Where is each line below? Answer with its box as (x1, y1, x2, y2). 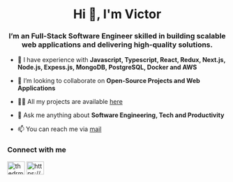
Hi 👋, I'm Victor (73, 6, 162, 22)
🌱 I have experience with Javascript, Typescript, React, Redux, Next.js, (17, 56, 226, 64)
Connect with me (7, 145, 66, 155)
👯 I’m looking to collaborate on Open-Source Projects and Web (17, 77, 200, 85)
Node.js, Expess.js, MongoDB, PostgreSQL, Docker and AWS (17, 63, 197, 72)
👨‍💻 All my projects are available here (17, 98, 123, 106)
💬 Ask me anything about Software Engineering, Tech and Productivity (17, 111, 225, 119)
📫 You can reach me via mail (17, 125, 102, 133)
